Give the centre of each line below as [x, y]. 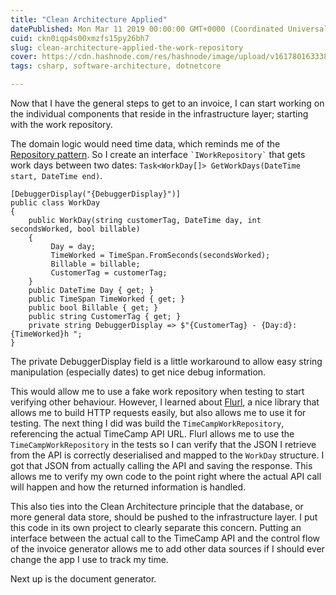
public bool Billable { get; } [93, 308]
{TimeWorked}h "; [46, 334]
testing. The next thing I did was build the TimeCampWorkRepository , [147, 423]
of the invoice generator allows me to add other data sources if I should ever [167, 549]
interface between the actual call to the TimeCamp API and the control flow [165, 538]
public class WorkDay [55, 203]
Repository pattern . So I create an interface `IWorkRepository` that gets [158, 154]
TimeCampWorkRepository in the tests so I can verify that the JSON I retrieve [163, 444]
